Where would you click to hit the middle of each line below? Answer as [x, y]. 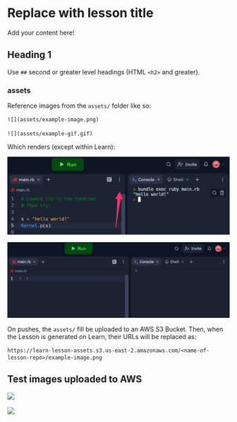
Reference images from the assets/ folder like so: [79, 106]
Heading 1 [29, 55]
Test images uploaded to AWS [75, 379]
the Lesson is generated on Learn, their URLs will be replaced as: [102, 337]
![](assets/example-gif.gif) [50, 134]
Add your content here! [41, 33]
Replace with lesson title [80, 13]
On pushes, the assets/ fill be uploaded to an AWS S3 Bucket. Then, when [115, 329]
